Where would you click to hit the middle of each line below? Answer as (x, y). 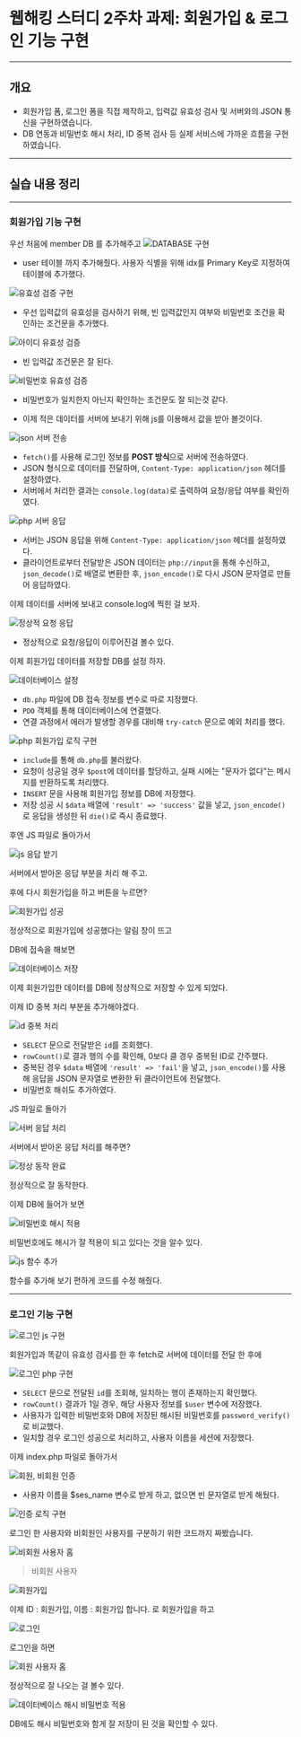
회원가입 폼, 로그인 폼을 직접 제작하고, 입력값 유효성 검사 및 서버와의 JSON (152, 111)
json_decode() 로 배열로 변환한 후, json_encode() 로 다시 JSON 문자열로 (148, 573)
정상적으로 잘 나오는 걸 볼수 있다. (67, 1686)
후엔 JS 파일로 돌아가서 (50, 835)
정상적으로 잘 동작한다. (49, 1185)
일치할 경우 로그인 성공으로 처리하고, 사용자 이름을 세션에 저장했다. (138, 1438)
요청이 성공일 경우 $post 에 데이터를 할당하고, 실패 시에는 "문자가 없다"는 (148, 771)
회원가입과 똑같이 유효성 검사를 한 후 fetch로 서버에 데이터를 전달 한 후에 (136, 1355)
